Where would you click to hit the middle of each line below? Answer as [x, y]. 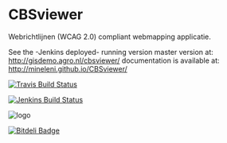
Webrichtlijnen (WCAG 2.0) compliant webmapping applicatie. [110, 37]
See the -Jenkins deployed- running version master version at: [111, 52]
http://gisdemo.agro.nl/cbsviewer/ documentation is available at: [114, 60]
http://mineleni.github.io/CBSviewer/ [68, 68]
